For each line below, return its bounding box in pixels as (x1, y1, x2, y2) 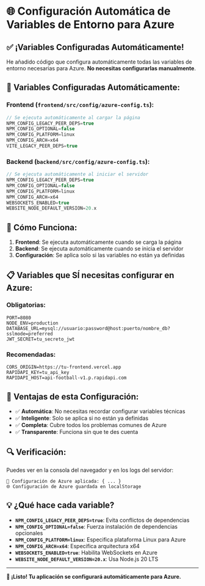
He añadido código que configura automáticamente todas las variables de (6, 58, 192, 65)
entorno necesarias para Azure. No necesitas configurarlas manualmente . (6, 65, 196, 71)
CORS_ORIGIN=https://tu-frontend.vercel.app (6, 364, 121, 370)
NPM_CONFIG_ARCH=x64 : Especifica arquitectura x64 (15, 542, 140, 549)
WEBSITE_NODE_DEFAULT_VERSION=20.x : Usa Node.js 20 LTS (15, 555, 159, 563)
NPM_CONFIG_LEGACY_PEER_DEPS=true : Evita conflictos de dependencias (15, 516, 190, 524)
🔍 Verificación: (6, 447, 67, 458)
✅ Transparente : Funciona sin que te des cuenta (15, 428, 138, 435)
